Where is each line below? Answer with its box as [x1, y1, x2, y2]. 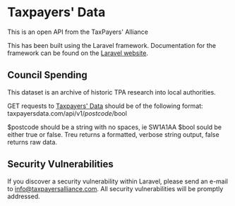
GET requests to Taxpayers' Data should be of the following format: [7, 102, 203, 110]
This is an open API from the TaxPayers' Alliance [7, 28, 149, 36]
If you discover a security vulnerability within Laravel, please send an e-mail [7, 177, 228, 186]
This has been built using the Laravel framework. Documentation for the [7, 41, 217, 49]
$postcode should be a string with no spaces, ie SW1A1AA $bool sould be [7, 123, 222, 131]
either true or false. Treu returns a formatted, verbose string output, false [7, 130, 220, 138]
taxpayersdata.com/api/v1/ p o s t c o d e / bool [7, 109, 127, 117]
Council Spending [7, 69, 88, 81]
